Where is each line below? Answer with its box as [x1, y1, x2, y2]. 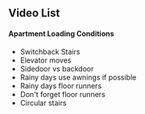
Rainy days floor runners [19, 80, 102, 91]
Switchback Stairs [19, 47, 81, 56]
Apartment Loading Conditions [8, 28, 114, 39]
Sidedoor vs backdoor [19, 63, 94, 73]
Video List [8, 6, 60, 20]
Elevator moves [19, 55, 72, 65]
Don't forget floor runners [19, 89, 106, 99]
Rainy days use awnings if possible [19, 72, 137, 82]
